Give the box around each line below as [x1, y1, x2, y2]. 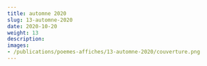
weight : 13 [7, 29, 39, 36]
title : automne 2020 [7, 10, 67, 17]
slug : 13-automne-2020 [7, 16, 73, 23]
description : [7, 36, 45, 43]
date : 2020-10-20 [7, 23, 58, 30]
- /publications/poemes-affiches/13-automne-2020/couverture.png [7, 49, 200, 56]
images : [7, 42, 30, 49]
